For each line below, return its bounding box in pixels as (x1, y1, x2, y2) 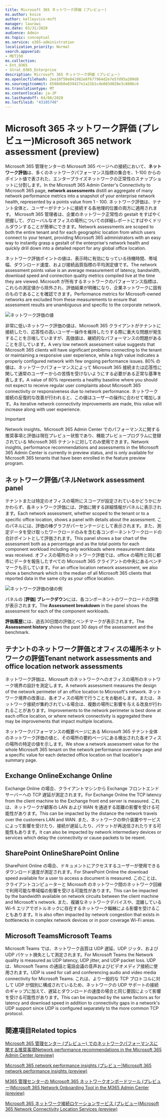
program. (5, 460, 24, 466)
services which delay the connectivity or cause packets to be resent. (5, 835, 146, 841)
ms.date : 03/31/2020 (5, 26, 48, 31)
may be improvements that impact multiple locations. (5, 718, 113, 724)
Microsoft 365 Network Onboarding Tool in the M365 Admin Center (11, 1084, 149, 1091)
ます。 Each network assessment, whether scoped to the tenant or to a (5, 510, 149, 516)
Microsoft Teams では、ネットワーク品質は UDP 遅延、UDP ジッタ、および (5, 946, 159, 952)
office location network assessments (5, 662, 123, 671)
